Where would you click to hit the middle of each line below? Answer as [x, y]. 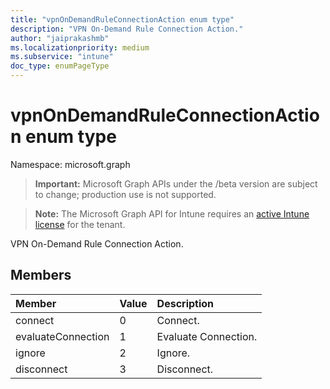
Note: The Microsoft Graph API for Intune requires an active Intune [172, 213]
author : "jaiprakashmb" [60, 38]
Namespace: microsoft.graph [70, 164]
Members [41, 275]
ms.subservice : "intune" [62, 57]
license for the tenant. [80, 224]
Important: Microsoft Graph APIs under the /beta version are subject [176, 183]
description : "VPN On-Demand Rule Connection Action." [127, 29]
